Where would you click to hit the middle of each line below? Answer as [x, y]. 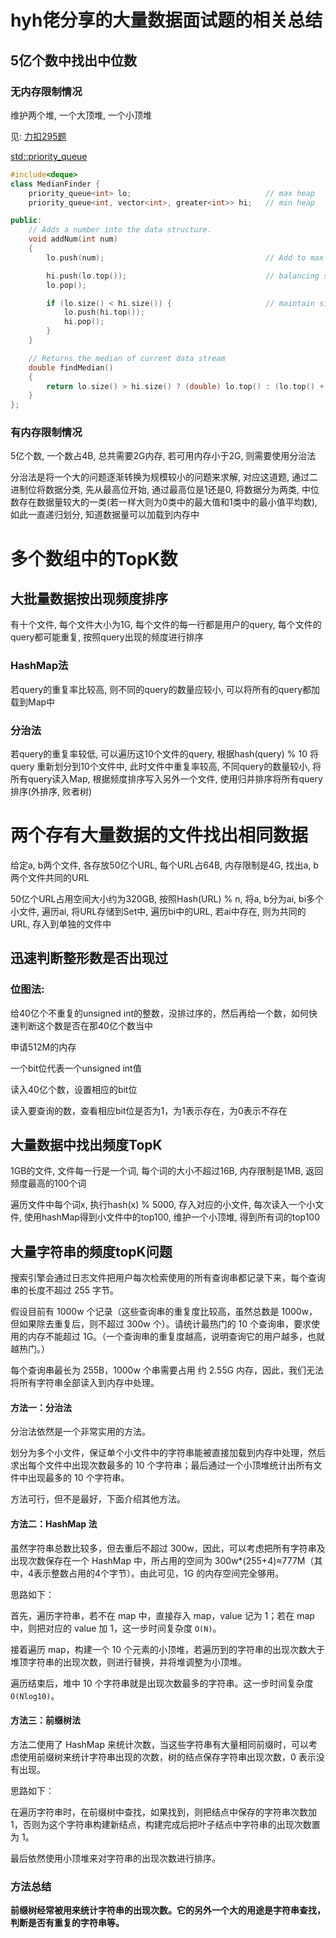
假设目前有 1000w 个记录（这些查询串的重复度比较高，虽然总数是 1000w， [164, 1312]
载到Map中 [33, 702]
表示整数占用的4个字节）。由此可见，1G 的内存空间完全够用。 [159, 1573]
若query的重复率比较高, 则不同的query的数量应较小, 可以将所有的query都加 [165, 689]
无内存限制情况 [46, 91]
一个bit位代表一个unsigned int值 [76, 1068]
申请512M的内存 [43, 1047]
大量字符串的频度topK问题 [91, 1251]
